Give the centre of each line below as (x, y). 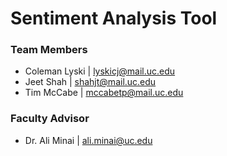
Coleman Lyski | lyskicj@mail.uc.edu (100, 71)
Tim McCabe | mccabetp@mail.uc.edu (104, 93)
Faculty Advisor (50, 119)
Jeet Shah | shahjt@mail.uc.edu (90, 82)
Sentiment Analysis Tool (114, 18)
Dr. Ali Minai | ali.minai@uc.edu (88, 140)
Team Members (49, 50)
